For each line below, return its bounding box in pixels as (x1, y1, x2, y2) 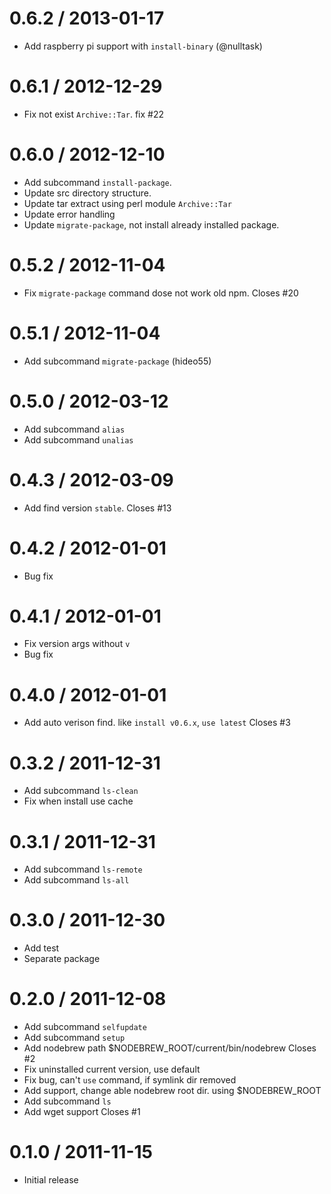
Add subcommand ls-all (23, 874, 130, 886)
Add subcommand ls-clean (23, 785, 139, 797)
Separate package (23, 953, 101, 965)
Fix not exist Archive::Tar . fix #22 (23, 108, 164, 120)
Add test (23, 942, 60, 954)
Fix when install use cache (23, 795, 134, 807)
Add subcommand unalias (23, 433, 134, 446)
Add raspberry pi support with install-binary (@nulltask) (23, 40, 263, 52)
